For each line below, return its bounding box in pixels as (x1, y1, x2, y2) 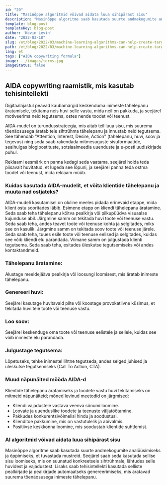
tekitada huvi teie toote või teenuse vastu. (5, 305, 91, 311)
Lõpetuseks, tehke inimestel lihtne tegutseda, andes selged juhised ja (5, 358, 148, 364)
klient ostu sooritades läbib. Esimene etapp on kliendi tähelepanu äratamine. (5, 205, 162, 211)
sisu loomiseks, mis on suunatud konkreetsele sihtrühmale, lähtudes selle (5, 458, 156, 464)
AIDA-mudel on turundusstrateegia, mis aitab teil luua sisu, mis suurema (5, 123, 153, 129)
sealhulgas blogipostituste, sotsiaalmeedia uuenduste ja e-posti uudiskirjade (5, 144, 162, 150)
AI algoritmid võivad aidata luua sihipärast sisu (5, 436, 121, 443)
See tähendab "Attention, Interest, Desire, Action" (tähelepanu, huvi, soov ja (5, 133, 161, 139)
